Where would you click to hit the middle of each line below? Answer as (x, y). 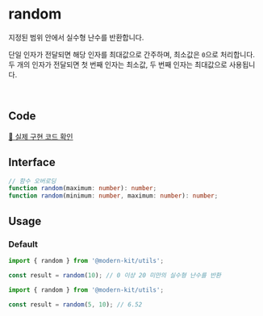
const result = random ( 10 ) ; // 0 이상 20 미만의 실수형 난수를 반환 (115, 275)
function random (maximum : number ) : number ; (83, 189)
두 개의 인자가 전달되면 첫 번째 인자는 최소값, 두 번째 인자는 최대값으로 (118, 64)
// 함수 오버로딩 (32, 181)
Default (23, 244)
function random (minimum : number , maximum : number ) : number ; (113, 196)
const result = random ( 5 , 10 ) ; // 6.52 (75, 304)
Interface (32, 162)
